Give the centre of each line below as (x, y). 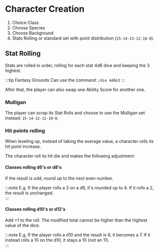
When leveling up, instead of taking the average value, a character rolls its (79, 141)
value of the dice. (23, 225)
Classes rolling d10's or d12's (35, 209)
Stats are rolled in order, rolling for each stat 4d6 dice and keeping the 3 (77, 65)
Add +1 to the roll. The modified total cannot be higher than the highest (76, 220)
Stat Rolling (23, 54)
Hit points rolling (25, 131)
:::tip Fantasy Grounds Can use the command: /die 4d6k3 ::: (65, 80)
